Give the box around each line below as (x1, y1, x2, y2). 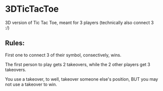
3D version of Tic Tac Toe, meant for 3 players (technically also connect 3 (5, 20, 154, 25)
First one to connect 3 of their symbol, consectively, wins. (5, 52, 122, 58)
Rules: (5, 39, 25, 47)
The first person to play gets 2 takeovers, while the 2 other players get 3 (5, 61, 150, 67)
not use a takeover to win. (5, 81, 57, 87)
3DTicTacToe (5, 3, 59, 15)
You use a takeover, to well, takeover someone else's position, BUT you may (5, 76, 159, 82)
